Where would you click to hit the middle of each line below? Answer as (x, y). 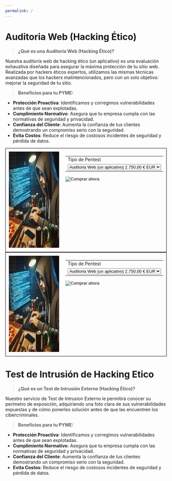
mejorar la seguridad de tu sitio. (39, 83)
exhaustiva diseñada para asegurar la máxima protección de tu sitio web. (82, 66)
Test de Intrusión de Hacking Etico (80, 374)
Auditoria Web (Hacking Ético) (71, 37)
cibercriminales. (22, 415)
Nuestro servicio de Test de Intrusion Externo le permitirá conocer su (78, 398)
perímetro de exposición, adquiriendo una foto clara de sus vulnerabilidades (86, 404)
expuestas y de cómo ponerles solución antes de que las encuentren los (82, 409)
